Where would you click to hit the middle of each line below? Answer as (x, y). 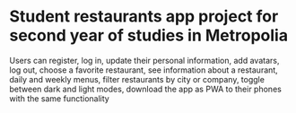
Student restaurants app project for (144, 17)
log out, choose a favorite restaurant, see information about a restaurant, (144, 70)
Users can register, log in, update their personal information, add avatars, (144, 60)
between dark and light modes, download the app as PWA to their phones (146, 89)
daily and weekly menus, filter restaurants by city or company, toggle (137, 79)
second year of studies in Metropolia (149, 35)
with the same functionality (59, 98)
